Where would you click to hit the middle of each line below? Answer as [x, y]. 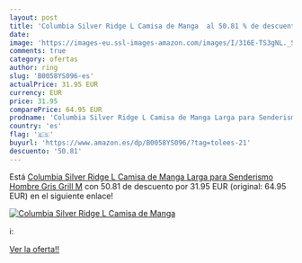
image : [22, 43]
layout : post [34, 18]
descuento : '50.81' [46, 151]
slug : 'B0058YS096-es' [52, 76]
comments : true [38, 51]
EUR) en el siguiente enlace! [62, 196]
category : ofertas [44, 59]
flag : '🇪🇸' [31, 135]
